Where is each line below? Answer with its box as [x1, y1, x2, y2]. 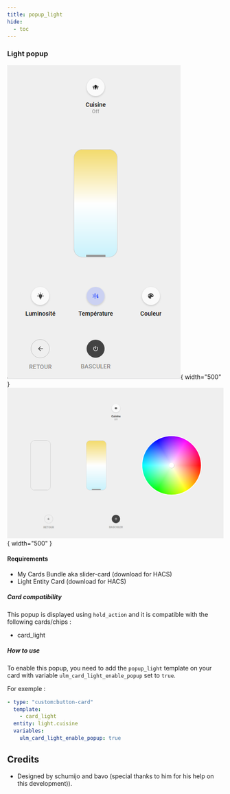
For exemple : [7, 684, 46, 692]
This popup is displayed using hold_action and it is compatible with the [7, 610, 209, 618]
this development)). [16, 779, 73, 787]
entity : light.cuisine [13, 721, 78, 727]
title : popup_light [7, 11, 63, 18]
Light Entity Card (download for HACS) [16, 577, 127, 585]
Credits [7, 754, 40, 765]
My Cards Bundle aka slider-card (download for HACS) [16, 570, 173, 578]
